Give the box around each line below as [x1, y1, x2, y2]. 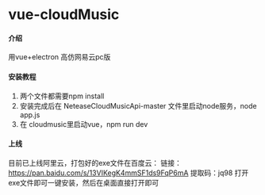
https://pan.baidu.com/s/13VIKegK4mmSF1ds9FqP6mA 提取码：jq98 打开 [8, 168, 249, 178]
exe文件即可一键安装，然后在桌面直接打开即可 [8, 178, 159, 187]
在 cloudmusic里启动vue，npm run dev [19, 119, 148, 128]
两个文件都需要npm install [19, 91, 105, 101]
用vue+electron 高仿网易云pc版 [8, 52, 111, 62]
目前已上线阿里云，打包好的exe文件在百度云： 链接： [8, 158, 182, 167]
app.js [19, 109, 40, 120]
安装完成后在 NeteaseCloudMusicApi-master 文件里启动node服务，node [19, 101, 257, 110]
